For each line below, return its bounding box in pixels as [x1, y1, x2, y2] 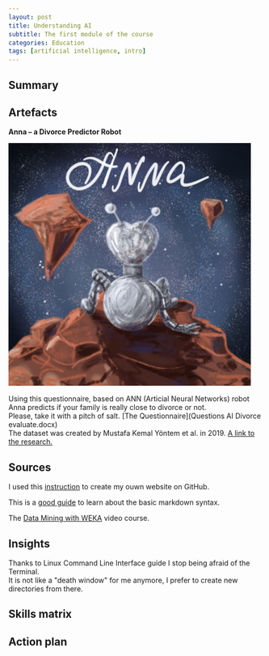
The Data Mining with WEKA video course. [8, 514, 150, 523]
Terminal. [8, 566, 40, 576]
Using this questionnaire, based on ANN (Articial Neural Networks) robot [8, 394, 250, 404]
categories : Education [8, 39, 85, 47]
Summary [8, 78, 59, 92]
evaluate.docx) [8, 420, 58, 430]
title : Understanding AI [8, 21, 92, 30]
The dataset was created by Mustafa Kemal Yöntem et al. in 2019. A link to [8, 429, 255, 438]
